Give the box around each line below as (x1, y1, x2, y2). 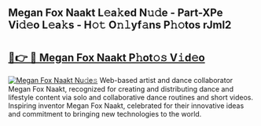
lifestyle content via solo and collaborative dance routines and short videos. (8, 93, 254, 102)
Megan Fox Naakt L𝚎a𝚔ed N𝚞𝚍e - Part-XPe (8, 6, 223, 20)
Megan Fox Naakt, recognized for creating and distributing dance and (8, 85, 234, 93)
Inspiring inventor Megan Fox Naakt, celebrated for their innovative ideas (8, 101, 244, 110)
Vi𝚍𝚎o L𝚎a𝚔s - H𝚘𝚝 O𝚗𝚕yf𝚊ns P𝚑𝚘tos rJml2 (8, 19, 232, 32)
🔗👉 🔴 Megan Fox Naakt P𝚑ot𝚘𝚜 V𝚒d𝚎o (8, 51, 206, 64)
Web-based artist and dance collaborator (99, 76, 233, 85)
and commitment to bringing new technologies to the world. (8, 110, 202, 118)
